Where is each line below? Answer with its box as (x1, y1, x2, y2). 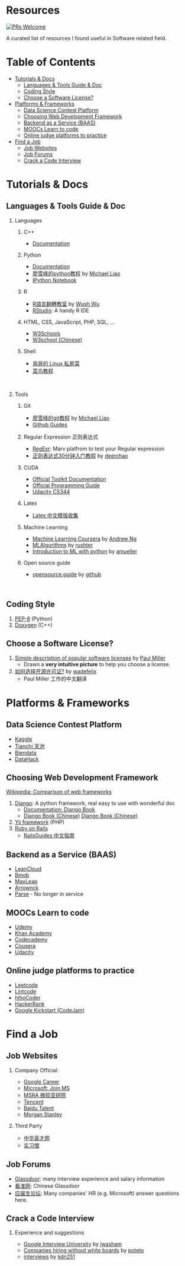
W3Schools (32, 330, 61, 337)
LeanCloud (14, 865, 42, 872)
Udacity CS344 (32, 488, 70, 495)
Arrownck (14, 884, 39, 891)
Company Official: (14, 1066, 59, 1073)
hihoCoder (14, 994, 41, 1001)
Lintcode (14, 987, 37, 995)
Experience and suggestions (14, 1229, 85, 1236)
